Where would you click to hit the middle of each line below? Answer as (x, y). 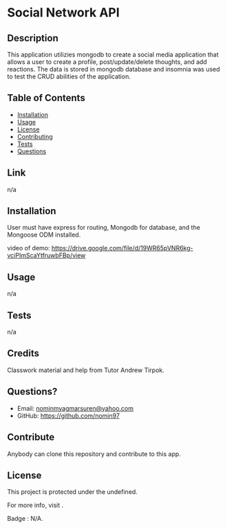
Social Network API (64, 13)
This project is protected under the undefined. (72, 492)
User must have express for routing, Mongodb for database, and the (104, 228)
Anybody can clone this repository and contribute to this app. (94, 454)
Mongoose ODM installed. (44, 235)
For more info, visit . (35, 505)
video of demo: (29, 248)
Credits (23, 353)
